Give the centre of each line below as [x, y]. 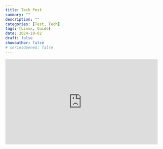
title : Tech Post [24, 10]
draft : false [19, 38]
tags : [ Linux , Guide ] [28, 29]
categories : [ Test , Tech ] [32, 24]
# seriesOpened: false [29, 47]
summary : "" [18, 15]
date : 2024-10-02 [24, 33]
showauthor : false [25, 43]
